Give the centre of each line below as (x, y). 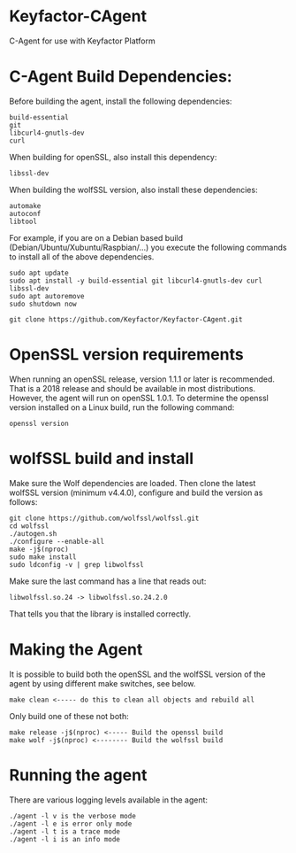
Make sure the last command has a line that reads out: (108, 581)
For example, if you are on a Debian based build (96, 237)
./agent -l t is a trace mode (65, 831)
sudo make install (43, 557)
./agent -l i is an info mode (65, 839)
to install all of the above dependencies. (82, 256)
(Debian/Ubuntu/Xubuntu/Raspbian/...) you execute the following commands (148, 247)
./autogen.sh (33, 533)
